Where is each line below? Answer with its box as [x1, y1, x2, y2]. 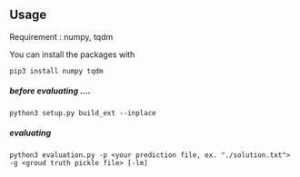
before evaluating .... [9, 85, 91, 96]
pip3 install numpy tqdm [9, 66, 104, 75]
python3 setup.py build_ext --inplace [9, 108, 156, 117]
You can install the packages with [9, 49, 135, 60]
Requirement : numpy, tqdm [9, 31, 114, 42]
